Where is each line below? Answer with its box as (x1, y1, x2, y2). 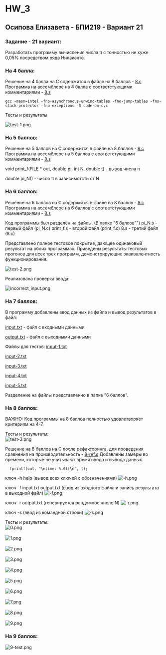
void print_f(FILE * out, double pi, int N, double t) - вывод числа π (5, 166, 141, 172)
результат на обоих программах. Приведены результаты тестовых (5, 245, 148, 251)
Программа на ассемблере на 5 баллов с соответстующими (5, 151, 135, 157)
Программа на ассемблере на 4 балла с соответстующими (5, 84, 133, 90)
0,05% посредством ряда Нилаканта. (5, 55, 85, 61)
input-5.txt (5, 383, 27, 389)
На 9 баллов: (5, 633, 38, 640)
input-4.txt (5, 373, 27, 379)
